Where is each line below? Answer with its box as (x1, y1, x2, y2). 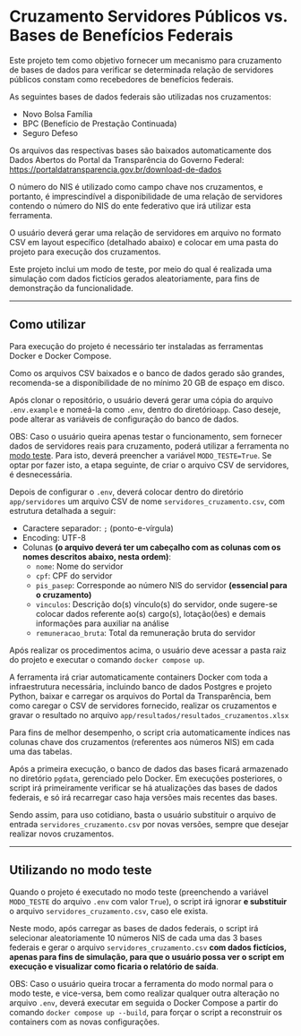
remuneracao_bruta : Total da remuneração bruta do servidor (35, 627, 256, 638)
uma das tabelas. (9, 746, 73, 757)
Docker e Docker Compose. (9, 350, 112, 361)
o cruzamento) (35, 589, 92, 600)
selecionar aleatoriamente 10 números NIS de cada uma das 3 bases (9, 932, 262, 943)
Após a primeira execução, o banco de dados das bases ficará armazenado (9, 763, 288, 774)
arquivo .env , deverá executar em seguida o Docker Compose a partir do (9, 997, 279, 1008)
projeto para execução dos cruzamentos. (9, 246, 161, 257)
